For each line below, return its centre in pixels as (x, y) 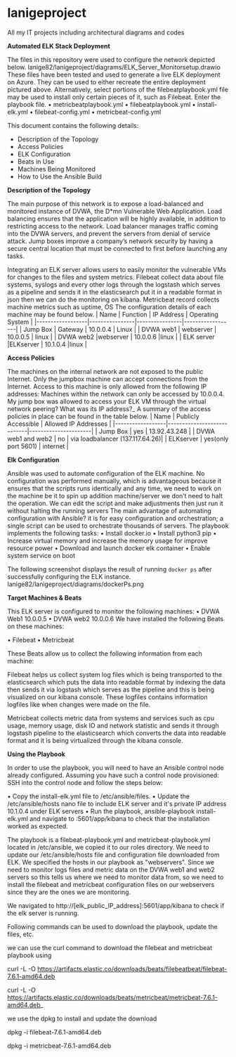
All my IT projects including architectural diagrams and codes (96, 32)
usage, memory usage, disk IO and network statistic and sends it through (113, 725)
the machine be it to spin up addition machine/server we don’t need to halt (115, 495)
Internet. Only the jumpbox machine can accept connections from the (108, 379)
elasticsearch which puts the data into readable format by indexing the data (117, 682)
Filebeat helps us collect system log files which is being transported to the (115, 674)
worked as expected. (38, 826)
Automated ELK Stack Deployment (59, 46)
